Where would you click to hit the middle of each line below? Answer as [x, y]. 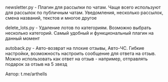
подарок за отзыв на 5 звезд [36, 64]
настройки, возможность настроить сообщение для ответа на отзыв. [81, 53]
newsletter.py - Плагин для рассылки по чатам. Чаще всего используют [83, 7]
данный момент [23, 38]
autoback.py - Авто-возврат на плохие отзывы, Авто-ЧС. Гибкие [75, 48]
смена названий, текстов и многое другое [51, 18]
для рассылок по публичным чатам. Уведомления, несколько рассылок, [84, 13]
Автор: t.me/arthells [26, 74]
